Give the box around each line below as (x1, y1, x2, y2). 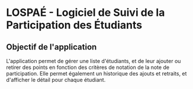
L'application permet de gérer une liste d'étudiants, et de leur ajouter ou (6, 58, 181, 64)
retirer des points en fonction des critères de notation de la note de (6, 64, 170, 71)
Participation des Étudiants (6, 18, 143, 32)
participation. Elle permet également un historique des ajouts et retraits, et (6, 70, 187, 77)
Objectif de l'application (6, 42, 97, 52)
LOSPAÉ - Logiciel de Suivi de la (6, 6, 165, 19)
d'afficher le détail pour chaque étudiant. (6, 77, 106, 83)
